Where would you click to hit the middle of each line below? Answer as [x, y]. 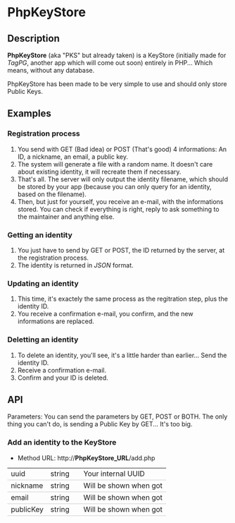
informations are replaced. [56, 321]
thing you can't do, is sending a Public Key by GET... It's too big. [100, 424]
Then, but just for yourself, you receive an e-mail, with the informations [120, 201]
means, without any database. [51, 70]
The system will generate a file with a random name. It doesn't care [115, 164]
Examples [29, 114]
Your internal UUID [114, 474]
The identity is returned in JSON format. [75, 265]
